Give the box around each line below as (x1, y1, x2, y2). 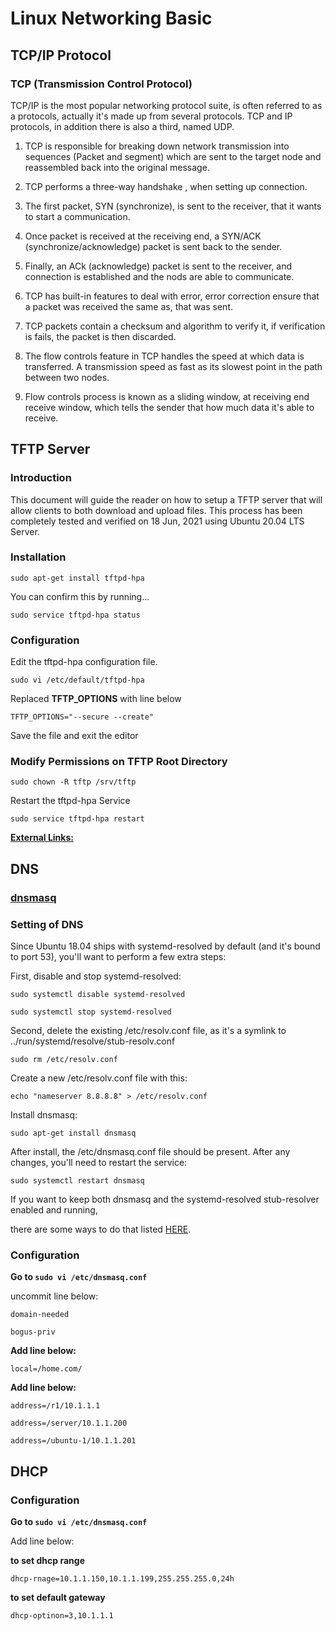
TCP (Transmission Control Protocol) (10, 77, 193, 91)
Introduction (10, 471, 72, 485)
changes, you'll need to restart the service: (10, 1157, 188, 1169)
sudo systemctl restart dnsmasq (10, 1176, 145, 1186)
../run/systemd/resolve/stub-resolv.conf (10, 1035, 176, 1047)
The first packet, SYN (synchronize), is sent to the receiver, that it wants (24, 200, 322, 212)
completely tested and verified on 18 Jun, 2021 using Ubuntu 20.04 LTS (10, 515, 305, 527)
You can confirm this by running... (10, 590, 150, 602)
